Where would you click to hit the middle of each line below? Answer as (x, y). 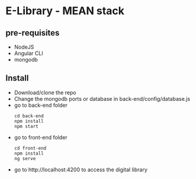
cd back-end (29, 116)
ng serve (25, 158)
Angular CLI (28, 53)
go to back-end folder (41, 105)
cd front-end (30, 148)
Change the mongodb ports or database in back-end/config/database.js (102, 98)
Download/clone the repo (45, 92)
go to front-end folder (41, 137)
